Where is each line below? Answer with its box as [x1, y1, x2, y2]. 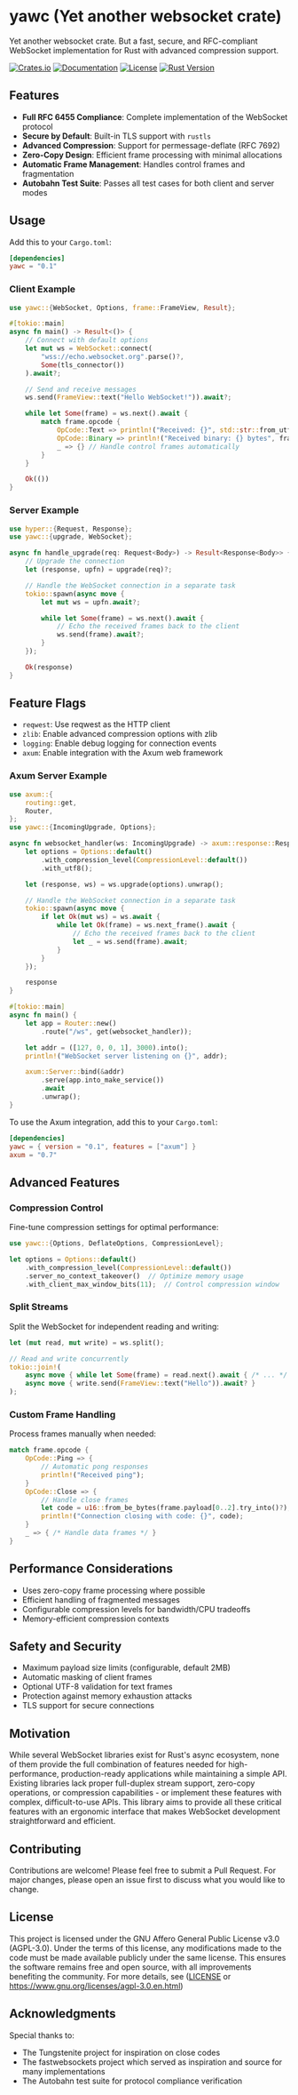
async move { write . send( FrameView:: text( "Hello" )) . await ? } [25, 1379, 255, 1388]
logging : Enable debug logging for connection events [21, 738, 217, 748]
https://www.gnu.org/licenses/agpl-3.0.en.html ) [9, 1980, 184, 1991]
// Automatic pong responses [41, 1462, 149, 1472]
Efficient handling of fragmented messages [21, 1594, 180, 1605]
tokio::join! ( [9, 1363, 62, 1371]
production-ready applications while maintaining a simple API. [60, 1769, 287, 1779]
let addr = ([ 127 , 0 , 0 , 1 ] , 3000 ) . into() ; [25, 1043, 189, 1052]
